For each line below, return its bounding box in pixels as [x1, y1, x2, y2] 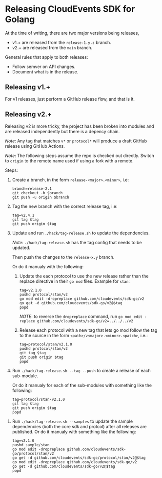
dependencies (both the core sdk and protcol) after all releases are [12, 423, 147, 429]
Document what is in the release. [12, 68, 79, 74]
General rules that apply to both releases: [5, 54, 88, 60]
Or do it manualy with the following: [12, 263, 84, 270]
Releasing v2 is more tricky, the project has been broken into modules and [5, 123, 155, 129]
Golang [5, 14, 35, 25]
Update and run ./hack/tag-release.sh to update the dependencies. [12, 230, 150, 236]
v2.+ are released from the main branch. [12, 45, 93, 50]
